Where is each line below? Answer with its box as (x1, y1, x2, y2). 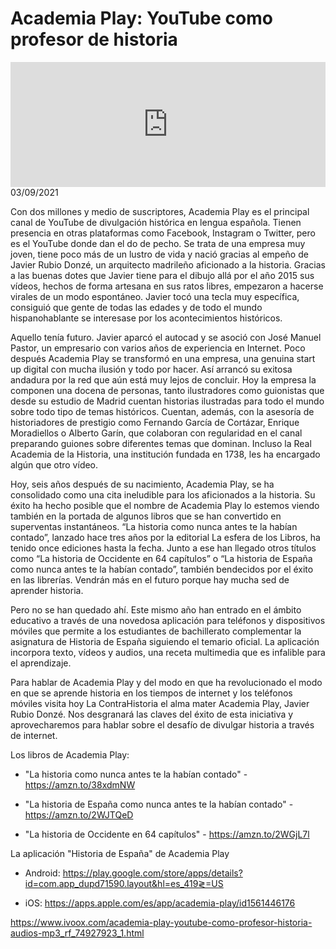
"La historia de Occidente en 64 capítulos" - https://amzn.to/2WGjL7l (24, 828, 310, 840)
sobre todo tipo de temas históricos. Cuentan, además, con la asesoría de (10, 405, 315, 417)
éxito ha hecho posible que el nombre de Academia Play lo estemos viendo (10, 499, 320, 511)
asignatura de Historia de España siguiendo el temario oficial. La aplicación (10, 635, 320, 647)
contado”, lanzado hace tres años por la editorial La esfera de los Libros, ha (10, 531, 321, 543)
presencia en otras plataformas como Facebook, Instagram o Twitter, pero (10, 227, 316, 239)
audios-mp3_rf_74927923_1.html (10, 927, 145, 939)
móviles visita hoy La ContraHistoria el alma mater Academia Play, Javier (10, 697, 310, 709)
